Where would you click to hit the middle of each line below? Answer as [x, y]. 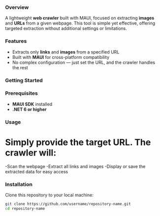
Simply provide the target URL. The [78, 142]
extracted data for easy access [36, 171]
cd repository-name [25, 208]
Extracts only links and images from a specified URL [66, 52]
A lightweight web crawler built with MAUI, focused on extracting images [80, 18]
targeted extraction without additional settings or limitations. [66, 28]
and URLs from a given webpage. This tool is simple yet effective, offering [80, 23]
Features [16, 41]
